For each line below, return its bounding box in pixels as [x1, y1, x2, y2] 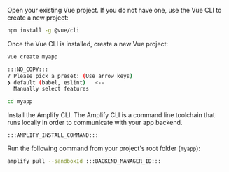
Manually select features [13, 86, 90, 93]
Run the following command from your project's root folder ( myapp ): [7, 144, 201, 153]
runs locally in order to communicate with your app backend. [7, 119, 183, 127]
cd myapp [7, 98, 33, 105]
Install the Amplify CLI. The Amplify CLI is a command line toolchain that [7, 111, 216, 119]
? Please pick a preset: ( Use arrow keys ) [7, 72, 133, 79]
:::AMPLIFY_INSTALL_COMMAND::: [7, 132, 99, 139]
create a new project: [7, 13, 69, 22]
